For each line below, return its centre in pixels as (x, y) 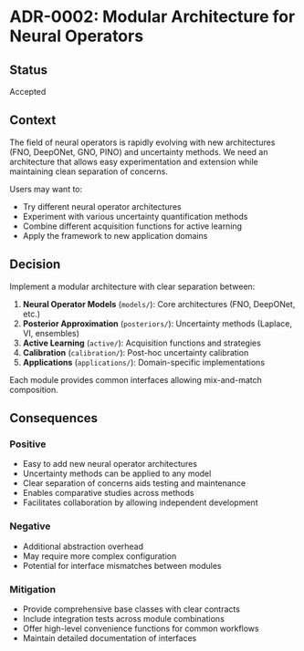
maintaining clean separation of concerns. (89, 171)
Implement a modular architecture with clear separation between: (132, 286)
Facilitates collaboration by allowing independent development (140, 502)
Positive (28, 444)
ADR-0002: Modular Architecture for (152, 17)
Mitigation (33, 589)
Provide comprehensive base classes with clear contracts (131, 609)
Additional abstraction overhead (83, 546)
